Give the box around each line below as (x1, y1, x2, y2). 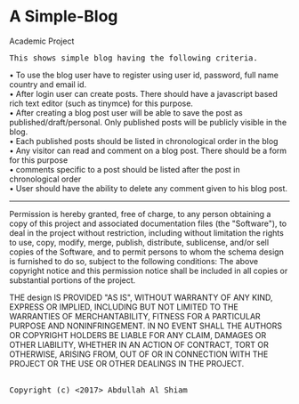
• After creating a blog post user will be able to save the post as (9, 107, 243, 117)
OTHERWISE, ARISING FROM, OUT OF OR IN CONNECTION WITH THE (9, 349, 269, 360)
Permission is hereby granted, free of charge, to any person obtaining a (9, 208, 271, 219)
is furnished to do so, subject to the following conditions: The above (9, 255, 259, 266)
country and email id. (9, 78, 87, 90)
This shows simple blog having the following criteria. (9, 53, 258, 63)
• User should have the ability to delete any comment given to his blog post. (9, 182, 287, 193)
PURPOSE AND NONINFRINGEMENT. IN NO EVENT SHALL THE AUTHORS (9, 320, 283, 331)
